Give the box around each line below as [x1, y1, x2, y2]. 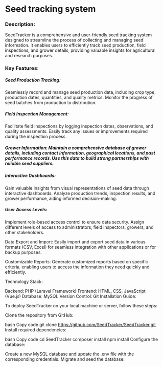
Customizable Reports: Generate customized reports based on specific [5, 259, 148, 264]
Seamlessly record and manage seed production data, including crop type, [5, 89, 156, 95]
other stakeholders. [5, 229, 45, 235]
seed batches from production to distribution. [5, 100, 97, 106]
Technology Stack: [5, 279, 43, 284]
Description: [5, 21, 35, 28]
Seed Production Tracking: [5, 77, 61, 83]
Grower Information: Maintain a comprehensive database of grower [5, 145, 147, 151]
